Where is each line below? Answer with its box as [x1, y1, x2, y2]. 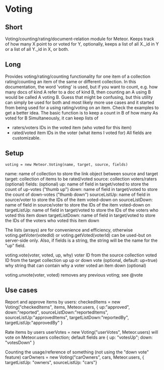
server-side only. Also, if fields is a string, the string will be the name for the [5, 237, 158, 243]
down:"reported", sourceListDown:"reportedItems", [5, 309, 109, 315]
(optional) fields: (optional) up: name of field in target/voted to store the [5, 181, 149, 187]
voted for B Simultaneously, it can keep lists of [5, 115, 99, 121]
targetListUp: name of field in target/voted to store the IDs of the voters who [5, 207, 159, 213]
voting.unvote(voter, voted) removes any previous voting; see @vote [5, 272, 143, 277]
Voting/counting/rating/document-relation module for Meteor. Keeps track [5, 36, 154, 42]
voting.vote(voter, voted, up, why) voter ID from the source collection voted [5, 252, 157, 258]
